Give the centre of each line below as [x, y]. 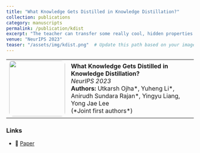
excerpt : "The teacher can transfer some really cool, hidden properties [100, 34]
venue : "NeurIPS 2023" [34, 39]
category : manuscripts [34, 23]
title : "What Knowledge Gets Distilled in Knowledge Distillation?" [93, 12]
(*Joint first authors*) [102, 111]
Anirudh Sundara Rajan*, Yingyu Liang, [126, 96]
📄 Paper [24, 143]
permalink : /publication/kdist [45, 28]
